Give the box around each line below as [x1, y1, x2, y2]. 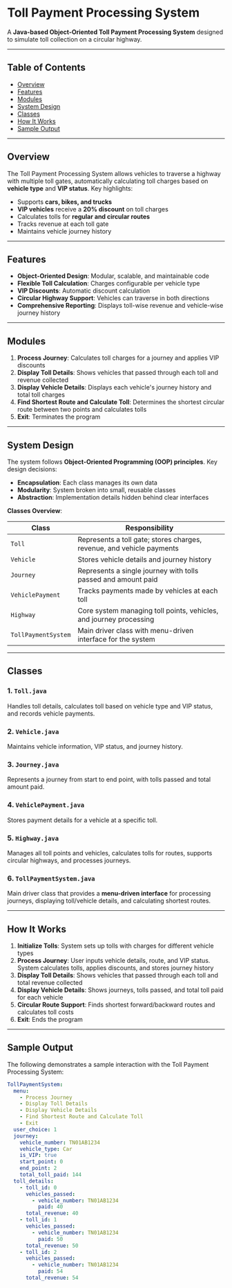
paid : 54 [37, 1268, 64, 1275]
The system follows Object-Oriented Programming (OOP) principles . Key [7, 458, 217, 466]
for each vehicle [17, 993, 64, 1001]
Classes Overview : [7, 507, 62, 514]
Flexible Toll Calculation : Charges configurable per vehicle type [17, 279, 200, 288]
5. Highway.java [7, 833, 59, 843]
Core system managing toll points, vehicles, [77, 606, 219, 615]
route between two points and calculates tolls [17, 406, 147, 414]
